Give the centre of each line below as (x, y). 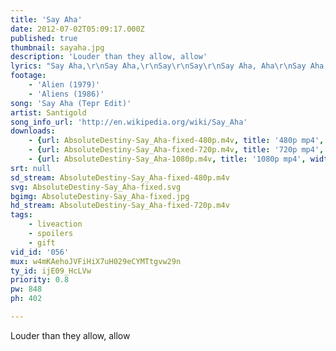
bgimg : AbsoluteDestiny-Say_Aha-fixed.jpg (100, 196)
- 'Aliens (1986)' (66, 94)
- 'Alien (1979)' (64, 85)
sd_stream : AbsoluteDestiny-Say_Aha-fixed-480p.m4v (120, 177)
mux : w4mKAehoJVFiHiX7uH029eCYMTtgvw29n (96, 261)
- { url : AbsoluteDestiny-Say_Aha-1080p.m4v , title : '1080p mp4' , (167, 159)
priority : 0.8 (40, 280)
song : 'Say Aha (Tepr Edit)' (71, 103)
